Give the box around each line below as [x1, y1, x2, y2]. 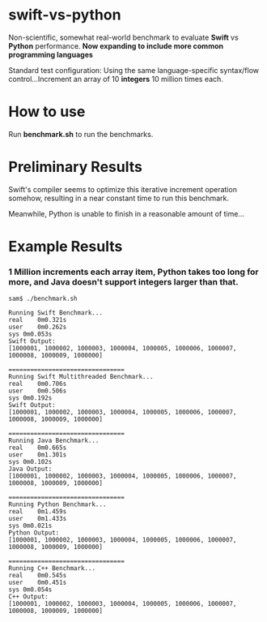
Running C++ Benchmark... [8, 564, 95, 573]
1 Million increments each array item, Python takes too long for [8, 266, 259, 277]
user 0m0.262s [8, 323, 67, 332]
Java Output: [8, 465, 53, 474]
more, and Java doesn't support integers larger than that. [8, 276, 239, 287]
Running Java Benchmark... [8, 436, 100, 445]
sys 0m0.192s [8, 394, 53, 402]
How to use [8, 103, 86, 121]
